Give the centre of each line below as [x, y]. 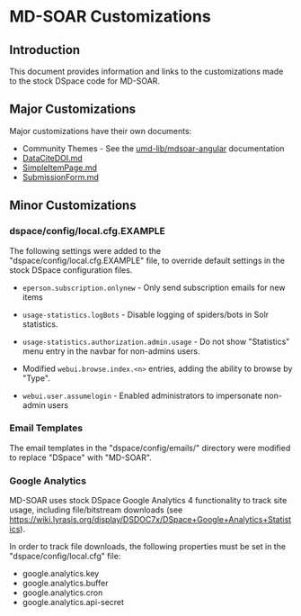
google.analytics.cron [62, 593]
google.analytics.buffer [65, 584]
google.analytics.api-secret [73, 602]
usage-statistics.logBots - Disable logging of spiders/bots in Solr [146, 314]
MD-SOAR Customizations [110, 17]
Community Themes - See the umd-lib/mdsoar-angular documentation [153, 148]
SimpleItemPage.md [59, 168]
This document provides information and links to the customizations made [146, 71]
